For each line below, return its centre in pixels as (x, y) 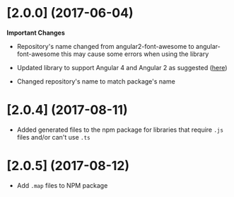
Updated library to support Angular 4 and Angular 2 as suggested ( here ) (122, 67)
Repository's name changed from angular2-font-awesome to (106, 46)
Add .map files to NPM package (62, 185)
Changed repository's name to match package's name (96, 81)
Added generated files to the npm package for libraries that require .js (120, 130)
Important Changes (36, 33)
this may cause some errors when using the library (135, 54)
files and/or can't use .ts (53, 137)
